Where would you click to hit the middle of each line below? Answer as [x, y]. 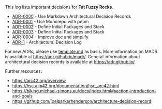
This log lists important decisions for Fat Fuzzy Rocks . [59, 7]
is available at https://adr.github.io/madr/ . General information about [73, 57]
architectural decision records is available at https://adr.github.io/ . [71, 62]
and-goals [22, 96]
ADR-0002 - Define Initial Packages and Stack [58, 27]
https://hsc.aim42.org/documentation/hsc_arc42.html [66, 86]
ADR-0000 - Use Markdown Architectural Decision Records [71, 16]
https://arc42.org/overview [39, 80]
